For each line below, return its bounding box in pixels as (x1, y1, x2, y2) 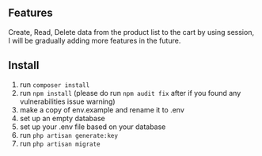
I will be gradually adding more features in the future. (8, 36, 181, 45)
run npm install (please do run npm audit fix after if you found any (19, 88, 241, 97)
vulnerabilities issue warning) (19, 97, 116, 106)
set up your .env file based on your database (19, 122, 166, 131)
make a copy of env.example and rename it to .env (19, 105, 184, 114)
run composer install (19, 79, 90, 89)
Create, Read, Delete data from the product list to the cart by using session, (8, 27, 255, 36)
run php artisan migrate (19, 139, 101, 148)
